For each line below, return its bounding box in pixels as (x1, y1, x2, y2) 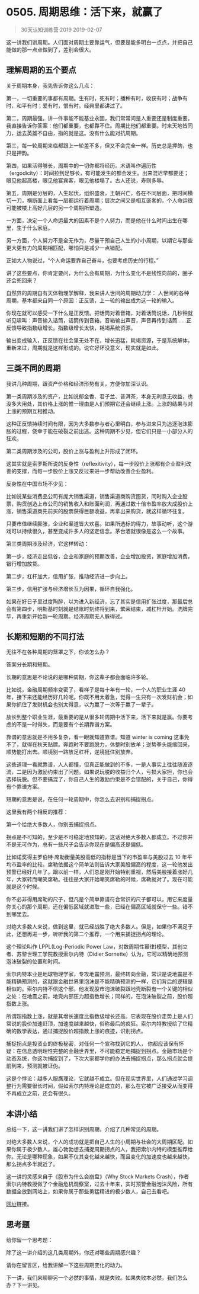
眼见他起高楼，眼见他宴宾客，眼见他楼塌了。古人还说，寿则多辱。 (6, 177, 167, 184)
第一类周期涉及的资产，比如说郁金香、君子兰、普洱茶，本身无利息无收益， (6, 392, 188, 400)
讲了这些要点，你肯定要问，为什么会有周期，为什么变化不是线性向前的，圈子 (6, 269, 193, 276)
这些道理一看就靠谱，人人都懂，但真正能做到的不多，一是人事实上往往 (6, 761, 178, 768)
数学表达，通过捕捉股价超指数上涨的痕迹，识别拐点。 (16, 1027, 146, 1034)
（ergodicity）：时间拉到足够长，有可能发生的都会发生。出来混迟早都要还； (6, 169, 190, 177)
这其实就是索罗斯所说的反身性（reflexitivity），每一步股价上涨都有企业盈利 (6, 460, 187, 467)
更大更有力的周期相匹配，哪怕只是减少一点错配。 (6, 244, 126, 251)
